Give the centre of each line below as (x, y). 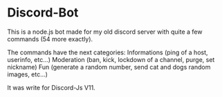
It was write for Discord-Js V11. (51, 87)
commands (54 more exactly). (50, 39)
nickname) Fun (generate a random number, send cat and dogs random (109, 67)
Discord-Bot (43, 13)
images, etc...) (28, 74)
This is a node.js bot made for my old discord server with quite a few (105, 32)
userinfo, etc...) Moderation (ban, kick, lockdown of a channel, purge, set (111, 59)
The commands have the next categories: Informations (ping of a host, (108, 52)
